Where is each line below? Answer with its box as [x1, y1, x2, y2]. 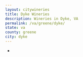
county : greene [5, 30, 37, 35]
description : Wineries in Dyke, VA [5, 16, 79, 21]
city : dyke [5, 35, 28, 39]
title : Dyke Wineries [5, 12, 50, 17]
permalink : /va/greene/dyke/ [5, 20, 65, 26]
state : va [5, 25, 26, 30]
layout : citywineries [5, 7, 50, 12]
